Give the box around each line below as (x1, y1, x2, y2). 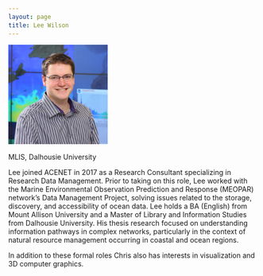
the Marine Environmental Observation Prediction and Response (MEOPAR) (8, 184, 254, 194)
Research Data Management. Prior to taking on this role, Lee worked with (8, 176, 248, 185)
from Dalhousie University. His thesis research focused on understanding (8, 218, 248, 227)
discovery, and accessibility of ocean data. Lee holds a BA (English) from (8, 201, 248, 211)
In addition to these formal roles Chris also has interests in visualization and (8, 251, 256, 260)
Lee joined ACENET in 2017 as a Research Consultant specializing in (8, 167, 232, 177)
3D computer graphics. (8, 259, 84, 268)
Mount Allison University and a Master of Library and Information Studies (8, 209, 247, 219)
